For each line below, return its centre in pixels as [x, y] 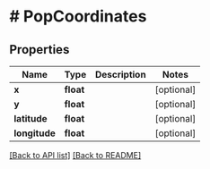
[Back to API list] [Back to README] [75, 155]
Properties [39, 50]
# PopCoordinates [78, 17]
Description [120, 75]
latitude [31, 118]
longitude [35, 133]
